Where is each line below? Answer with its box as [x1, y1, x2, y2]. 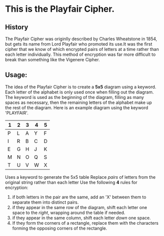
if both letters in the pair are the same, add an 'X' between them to [12, 194, 146, 200]
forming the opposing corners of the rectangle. [12, 225, 107, 231]
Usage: [5, 71, 28, 79]
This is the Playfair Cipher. [5, 3, 115, 15]
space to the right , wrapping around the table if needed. [12, 210, 126, 215]
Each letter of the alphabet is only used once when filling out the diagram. [5, 89, 154, 95]
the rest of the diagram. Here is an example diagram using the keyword [5, 104, 148, 111]
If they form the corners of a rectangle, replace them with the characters [12, 220, 159, 226]
